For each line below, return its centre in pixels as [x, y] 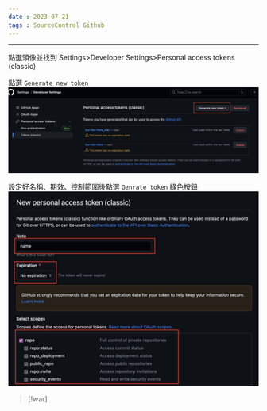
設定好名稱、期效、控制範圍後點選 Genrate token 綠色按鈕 [103, 187]
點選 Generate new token [48, 83]
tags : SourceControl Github [56, 25]
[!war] [37, 399]
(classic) [22, 66]
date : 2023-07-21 [39, 17]
